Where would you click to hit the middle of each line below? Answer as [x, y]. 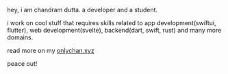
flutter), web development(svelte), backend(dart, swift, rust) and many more [114, 30]
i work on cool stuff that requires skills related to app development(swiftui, [112, 23]
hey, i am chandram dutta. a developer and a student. [83, 10]
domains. [20, 37]
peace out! [22, 63]
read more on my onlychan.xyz [51, 51]
